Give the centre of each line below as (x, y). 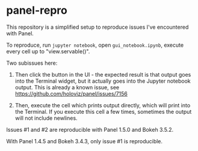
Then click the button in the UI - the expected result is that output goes (103, 74)
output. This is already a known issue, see (67, 87)
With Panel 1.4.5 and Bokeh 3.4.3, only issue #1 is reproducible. (85, 141)
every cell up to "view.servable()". (48, 51)
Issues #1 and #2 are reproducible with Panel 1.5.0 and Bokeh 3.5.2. (90, 129)
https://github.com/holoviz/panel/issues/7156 (71, 93)
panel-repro (37, 10)
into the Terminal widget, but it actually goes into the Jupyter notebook (103, 81)
